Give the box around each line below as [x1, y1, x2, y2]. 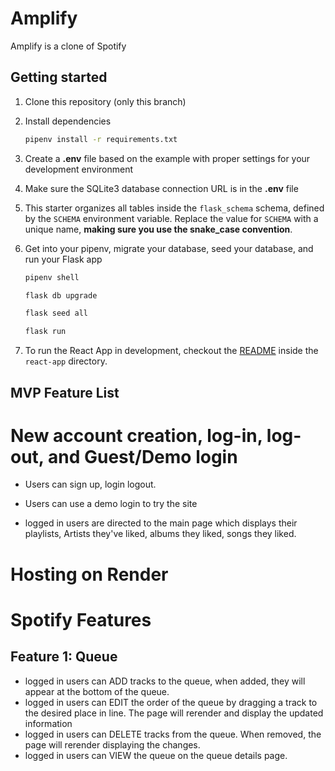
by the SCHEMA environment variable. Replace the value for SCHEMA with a [24, 212, 319, 224]
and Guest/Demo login [47, 445, 238, 468]
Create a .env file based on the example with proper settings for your [24, 152, 311, 164]
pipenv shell [24, 272, 80, 282]
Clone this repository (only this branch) [24, 95, 187, 107]
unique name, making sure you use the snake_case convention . [24, 223, 293, 235]
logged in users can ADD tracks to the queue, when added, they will [24, 675, 306, 687]
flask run [24, 327, 67, 337]
